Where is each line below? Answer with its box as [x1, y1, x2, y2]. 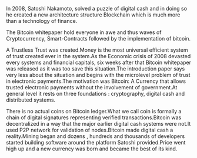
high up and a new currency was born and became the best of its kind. [6, 145, 178, 152]
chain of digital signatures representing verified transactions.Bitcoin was [6, 114, 182, 121]
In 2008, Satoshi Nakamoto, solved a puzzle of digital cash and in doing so [6, 5, 187, 12]
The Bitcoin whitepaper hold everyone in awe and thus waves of [6, 29, 162, 36]
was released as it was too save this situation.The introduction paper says [6, 65, 185, 72]
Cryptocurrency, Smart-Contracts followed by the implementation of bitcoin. [6, 35, 191, 42]
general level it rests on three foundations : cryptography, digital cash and [6, 90, 185, 97]
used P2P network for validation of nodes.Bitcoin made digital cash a [6, 126, 173, 133]
